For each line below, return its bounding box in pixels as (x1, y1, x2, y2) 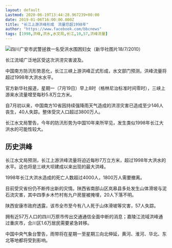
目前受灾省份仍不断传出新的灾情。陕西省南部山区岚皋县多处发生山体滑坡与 (5, 185, 162, 191)
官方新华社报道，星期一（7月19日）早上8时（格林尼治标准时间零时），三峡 (5, 85, 161, 91)
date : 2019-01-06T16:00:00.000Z (5, 17, 74, 22)
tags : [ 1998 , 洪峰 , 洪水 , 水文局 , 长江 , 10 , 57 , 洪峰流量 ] (5, 31, 108, 36)
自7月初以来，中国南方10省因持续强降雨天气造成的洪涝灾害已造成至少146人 (5, 102, 164, 108)
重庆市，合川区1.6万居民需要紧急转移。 (9, 220, 92, 226)
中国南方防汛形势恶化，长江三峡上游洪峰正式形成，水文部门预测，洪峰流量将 (5, 68, 167, 74)
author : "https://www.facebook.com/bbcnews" (5, 27, 102, 32)
